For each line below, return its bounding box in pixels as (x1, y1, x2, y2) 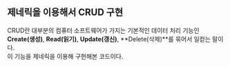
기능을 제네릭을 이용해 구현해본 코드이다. (14, 52, 124, 60)
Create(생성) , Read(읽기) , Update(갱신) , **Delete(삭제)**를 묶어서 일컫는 (7, 35, 211, 43)
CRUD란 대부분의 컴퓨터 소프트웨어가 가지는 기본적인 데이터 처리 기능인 (7, 26, 200, 35)
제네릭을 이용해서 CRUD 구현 (7, 6, 123, 19)
